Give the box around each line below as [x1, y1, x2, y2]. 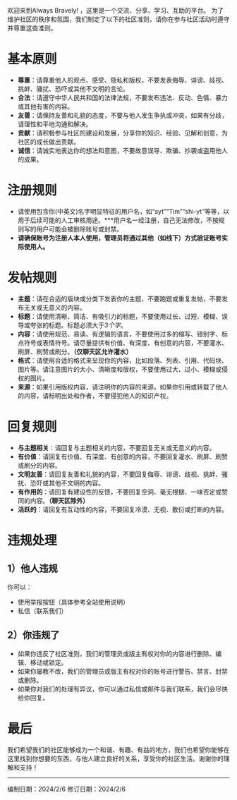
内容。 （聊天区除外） [30, 496, 90, 504]
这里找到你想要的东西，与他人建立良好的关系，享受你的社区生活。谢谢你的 [7, 754, 224, 763]
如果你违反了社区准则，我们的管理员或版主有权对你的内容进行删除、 [17, 649, 216, 657]
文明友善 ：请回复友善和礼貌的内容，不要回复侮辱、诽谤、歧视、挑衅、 [17, 470, 222, 478]
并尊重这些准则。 [7, 24, 57, 32]
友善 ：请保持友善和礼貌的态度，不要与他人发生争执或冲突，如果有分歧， [17, 111, 228, 119]
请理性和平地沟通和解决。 [17, 119, 92, 128]
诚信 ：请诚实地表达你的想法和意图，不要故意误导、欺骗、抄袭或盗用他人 [17, 146, 228, 154]
